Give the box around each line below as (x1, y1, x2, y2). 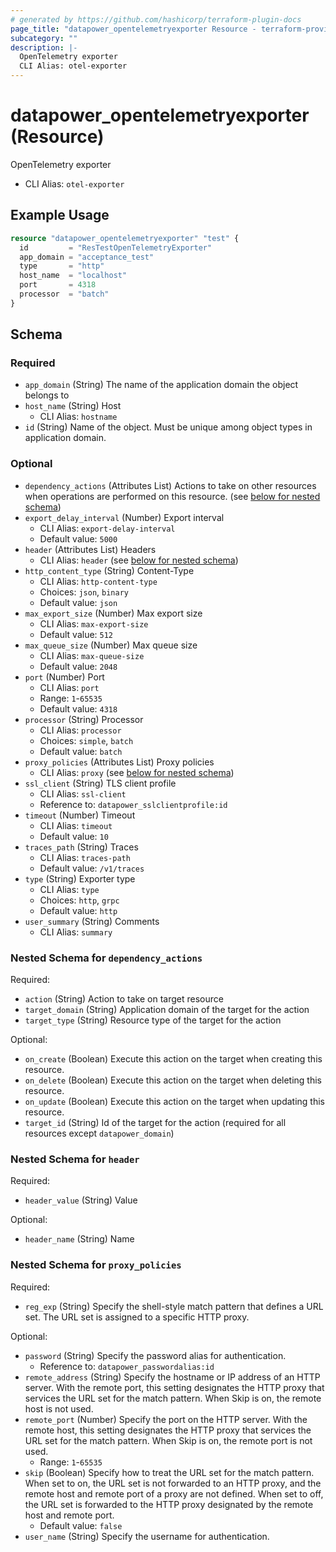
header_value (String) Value (24, 1194, 138, 1206)
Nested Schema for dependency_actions (10, 951, 203, 965)
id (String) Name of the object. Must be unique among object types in (24, 421, 313, 433)
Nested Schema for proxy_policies (10, 1258, 182, 1272)
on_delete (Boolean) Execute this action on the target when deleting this (24, 1074, 323, 1086)
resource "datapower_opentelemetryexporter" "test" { (10, 233, 240, 243)
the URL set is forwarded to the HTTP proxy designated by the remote (24, 1498, 314, 1510)
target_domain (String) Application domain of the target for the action (24, 1004, 310, 1016)
